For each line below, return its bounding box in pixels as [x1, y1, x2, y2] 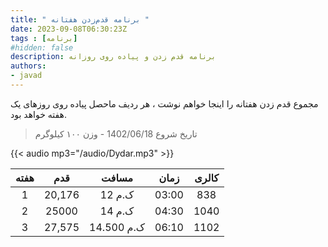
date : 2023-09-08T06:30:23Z [10, 24, 128, 34]
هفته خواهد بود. [10, 108, 67, 120]
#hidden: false [10, 42, 74, 53]
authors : [10, 61, 47, 71]
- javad [10, 71, 43, 81]
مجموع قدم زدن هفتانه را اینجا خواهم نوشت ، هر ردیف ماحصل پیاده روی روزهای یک [10, 97, 319, 110]
